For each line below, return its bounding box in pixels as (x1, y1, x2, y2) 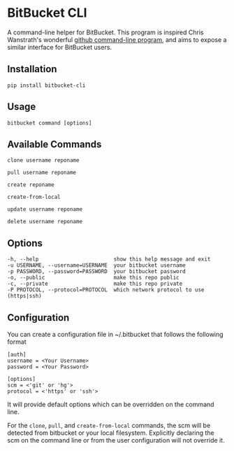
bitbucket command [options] (7, 119, 92, 127)
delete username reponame (7, 218, 82, 225)
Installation (7, 63, 57, 75)
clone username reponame (7, 157, 80, 164)
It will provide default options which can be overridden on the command (7, 401, 214, 408)
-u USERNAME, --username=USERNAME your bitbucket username (7, 262, 187, 269)
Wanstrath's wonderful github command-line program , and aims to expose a (7, 35, 227, 43)
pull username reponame (7, 169, 77, 176)
